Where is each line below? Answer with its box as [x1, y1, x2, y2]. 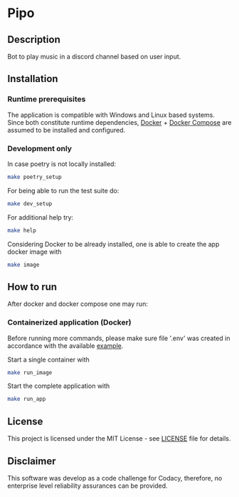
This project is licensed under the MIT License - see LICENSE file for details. [7, 434, 231, 443]
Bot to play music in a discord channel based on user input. [7, 52, 181, 61]
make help [7, 227, 37, 234]
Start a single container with [7, 355, 90, 364]
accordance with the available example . [7, 341, 124, 350]
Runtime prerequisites [7, 94, 86, 104]
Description [7, 34, 60, 46]
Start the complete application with [7, 381, 110, 390]
